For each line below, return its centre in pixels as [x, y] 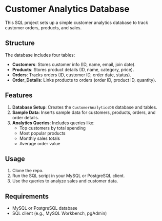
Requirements [27, 196]
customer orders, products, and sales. [43, 27]
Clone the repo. [28, 171]
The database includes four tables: [40, 55]
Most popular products [42, 133]
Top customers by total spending [52, 128]
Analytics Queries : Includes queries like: [53, 123]
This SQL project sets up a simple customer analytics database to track [77, 22]
